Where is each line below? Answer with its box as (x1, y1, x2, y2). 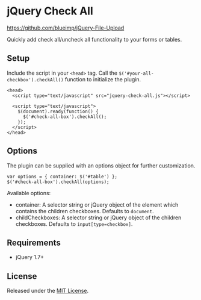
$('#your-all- (119, 70, 154, 77)
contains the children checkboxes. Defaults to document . (15, 207, 154, 214)
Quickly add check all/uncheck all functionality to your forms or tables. (7, 36, 182, 43)
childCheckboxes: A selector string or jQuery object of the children (15, 214, 182, 221)
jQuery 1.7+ (15, 254, 45, 261)
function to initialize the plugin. (64, 75, 141, 83)
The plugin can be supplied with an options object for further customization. (7, 161, 196, 169)
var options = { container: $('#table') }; (7, 173, 118, 180)
